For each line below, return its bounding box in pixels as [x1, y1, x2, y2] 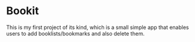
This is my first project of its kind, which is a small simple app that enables [6, 24, 190, 31]
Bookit [6, 4, 39, 18]
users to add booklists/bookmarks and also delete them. [6, 30, 145, 37]
